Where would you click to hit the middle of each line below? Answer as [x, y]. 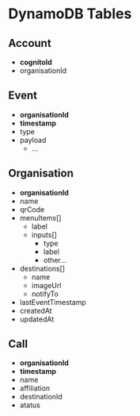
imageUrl [46, 285]
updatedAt [37, 319]
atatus [30, 405]
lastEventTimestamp [53, 302]
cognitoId [36, 62]
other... [55, 260]
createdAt [36, 310]
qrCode [32, 209]
